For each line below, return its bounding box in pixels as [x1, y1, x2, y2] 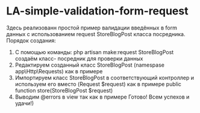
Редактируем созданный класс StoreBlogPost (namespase [14, 61, 164, 69]
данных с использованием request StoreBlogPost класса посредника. [6, 30, 186, 37]
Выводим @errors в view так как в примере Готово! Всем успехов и [14, 93, 190, 100]
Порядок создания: [6, 37, 56, 44]
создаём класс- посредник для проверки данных [14, 55, 143, 62]
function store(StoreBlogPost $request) [14, 87, 113, 94]
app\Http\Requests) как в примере [14, 67, 103, 75]
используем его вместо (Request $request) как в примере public [14, 80, 182, 88]
